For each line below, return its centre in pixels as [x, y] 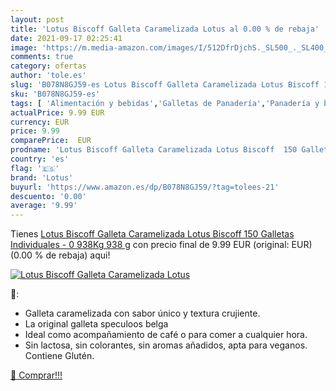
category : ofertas [48, 66]
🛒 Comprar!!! [36, 375]
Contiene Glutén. [59, 356]
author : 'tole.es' [48, 76]
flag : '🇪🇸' [35, 168]
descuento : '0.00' [48, 196]
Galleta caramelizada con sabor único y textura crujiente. [142, 313]
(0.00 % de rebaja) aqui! [60, 255]
